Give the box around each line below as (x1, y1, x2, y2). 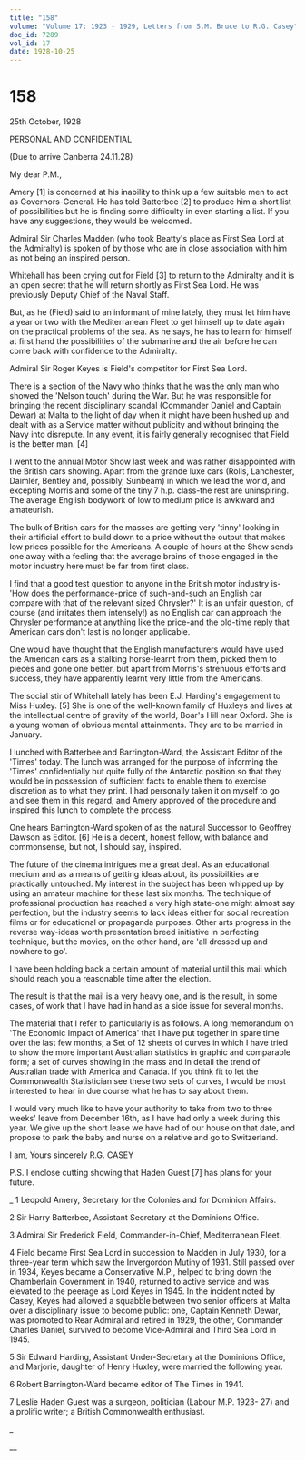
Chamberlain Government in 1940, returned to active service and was (9, 1277, 270, 1287)
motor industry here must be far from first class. (9, 560, 189, 572)
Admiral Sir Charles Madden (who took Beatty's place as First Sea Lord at (9, 233, 285, 244)
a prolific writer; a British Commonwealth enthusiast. (9, 1406, 206, 1417)
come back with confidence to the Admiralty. (9, 346, 178, 357)
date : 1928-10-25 (9, 47, 75, 56)
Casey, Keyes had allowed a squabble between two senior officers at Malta (9, 1296, 290, 1307)
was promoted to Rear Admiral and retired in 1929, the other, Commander (9, 1315, 284, 1326)
